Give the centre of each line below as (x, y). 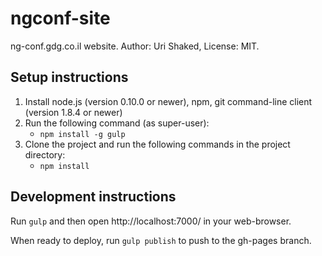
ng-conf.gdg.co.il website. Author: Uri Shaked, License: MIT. (135, 46)
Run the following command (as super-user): (117, 123)
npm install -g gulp (82, 134)
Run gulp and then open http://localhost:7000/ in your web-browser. (151, 221)
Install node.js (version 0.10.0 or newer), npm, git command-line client (168, 101)
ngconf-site (60, 18)
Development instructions (93, 197)
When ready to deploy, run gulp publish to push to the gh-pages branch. (161, 240)
